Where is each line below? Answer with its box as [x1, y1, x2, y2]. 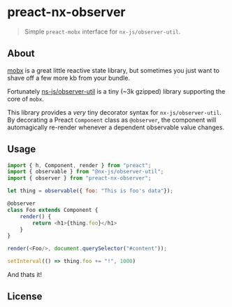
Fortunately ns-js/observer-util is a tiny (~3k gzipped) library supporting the [7, 87, 226, 95]
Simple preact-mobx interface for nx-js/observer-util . [24, 27, 181, 36]
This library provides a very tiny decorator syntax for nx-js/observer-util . [7, 108, 222, 116]
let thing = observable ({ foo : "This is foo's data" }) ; [7, 187, 173, 194]
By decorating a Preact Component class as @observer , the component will [7, 115, 217, 124]
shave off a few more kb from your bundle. [7, 73, 131, 82]
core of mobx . [7, 94, 44, 103]
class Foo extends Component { [7, 206, 99, 213]
